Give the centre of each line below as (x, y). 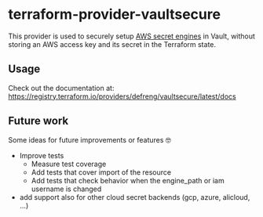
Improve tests (42, 155)
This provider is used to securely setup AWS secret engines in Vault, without (131, 36)
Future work (38, 121)
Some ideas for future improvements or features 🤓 (89, 139)
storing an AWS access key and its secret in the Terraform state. (112, 44)
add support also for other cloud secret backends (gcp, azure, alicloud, (135, 197)
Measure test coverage (69, 164)
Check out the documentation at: (61, 88)
